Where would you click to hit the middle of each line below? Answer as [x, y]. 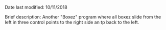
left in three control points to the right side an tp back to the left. [72, 22]
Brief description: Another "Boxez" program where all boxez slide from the [83, 17]
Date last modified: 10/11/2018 [36, 7]
